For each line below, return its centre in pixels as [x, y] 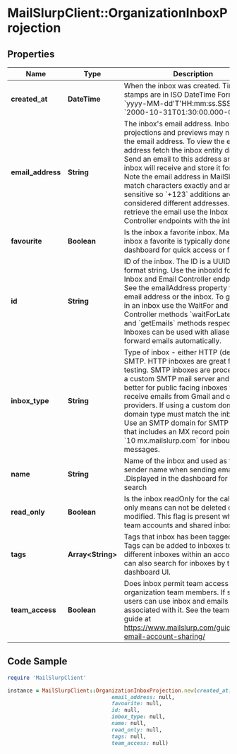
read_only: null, [137, 730]
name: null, [129, 724]
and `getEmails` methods [165, 323]
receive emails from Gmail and [174, 396]
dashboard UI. [147, 572]
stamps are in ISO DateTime [170, 95]
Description [193, 74]
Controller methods [156, 314]
